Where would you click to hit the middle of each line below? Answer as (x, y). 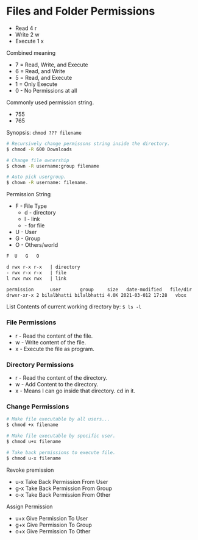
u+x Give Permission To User (51, 518)
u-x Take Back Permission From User (62, 481)
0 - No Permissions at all (46, 90)
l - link (32, 219)
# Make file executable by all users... (58, 419)
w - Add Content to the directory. (57, 385)
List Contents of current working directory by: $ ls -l (74, 307)
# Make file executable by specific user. (61, 436)
